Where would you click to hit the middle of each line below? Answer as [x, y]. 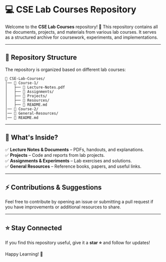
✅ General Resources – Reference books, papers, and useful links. [73, 166]
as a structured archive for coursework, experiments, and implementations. [82, 37]
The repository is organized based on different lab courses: [65, 69]
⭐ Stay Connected [34, 228]
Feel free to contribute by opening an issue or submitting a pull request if [79, 202]
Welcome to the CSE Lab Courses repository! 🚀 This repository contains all [82, 27]
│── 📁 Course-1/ [22, 83]
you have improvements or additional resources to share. [63, 207]
